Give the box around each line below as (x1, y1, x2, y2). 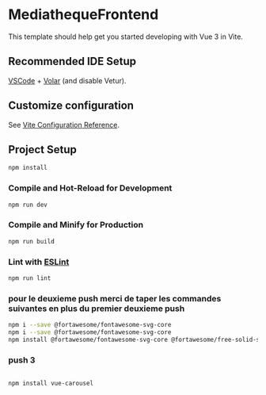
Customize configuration (8, 99, 135, 113)
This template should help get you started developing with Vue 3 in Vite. (8, 32, 244, 41)
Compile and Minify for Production (8, 220, 144, 231)
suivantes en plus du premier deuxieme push (8, 303, 185, 314)
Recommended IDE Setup (8, 55, 137, 68)
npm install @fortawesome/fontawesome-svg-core (8, 336, 169, 343)
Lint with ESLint (8, 256, 70, 267)
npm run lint (8, 274, 51, 282)
